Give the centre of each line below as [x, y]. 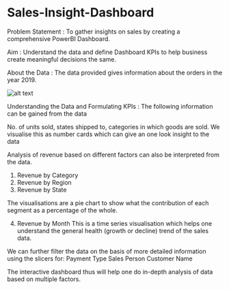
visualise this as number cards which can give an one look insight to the [108, 134]
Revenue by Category [48, 175]
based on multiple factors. [44, 279]
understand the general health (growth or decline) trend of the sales [113, 230]
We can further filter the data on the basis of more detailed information [107, 251]
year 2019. [22, 79]
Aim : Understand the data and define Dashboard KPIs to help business [107, 52]
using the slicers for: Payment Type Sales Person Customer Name [100, 259]
